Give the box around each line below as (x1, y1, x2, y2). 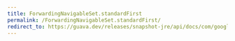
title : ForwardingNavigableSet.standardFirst (7, 10, 142, 17)
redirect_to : (7, 23, 45, 30)
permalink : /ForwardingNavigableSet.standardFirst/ (7, 17, 161, 24)
